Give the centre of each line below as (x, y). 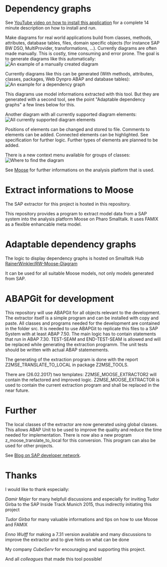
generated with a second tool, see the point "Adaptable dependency (75, 99)
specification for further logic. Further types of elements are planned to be (82, 140)
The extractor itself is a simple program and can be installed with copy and (82, 318)
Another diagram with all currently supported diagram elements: (71, 114)
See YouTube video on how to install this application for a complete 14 (77, 22)
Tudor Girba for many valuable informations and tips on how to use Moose (82, 519)
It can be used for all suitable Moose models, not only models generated (80, 273)
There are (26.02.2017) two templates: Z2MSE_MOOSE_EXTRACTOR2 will (81, 374)
